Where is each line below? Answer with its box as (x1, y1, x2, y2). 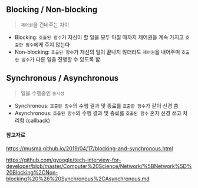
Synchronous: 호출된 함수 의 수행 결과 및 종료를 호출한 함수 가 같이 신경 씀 (14, 102, 179, 109)
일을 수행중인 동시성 (20, 90, 65, 97)
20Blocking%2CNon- (6, 169, 58, 176)
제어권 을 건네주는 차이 (20, 21, 70, 28)
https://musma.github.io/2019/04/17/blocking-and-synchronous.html (6, 144, 173, 152)
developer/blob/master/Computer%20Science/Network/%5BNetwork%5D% (6, 162, 192, 170)
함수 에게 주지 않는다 (25, 41, 70, 48)
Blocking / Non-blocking (6, 5, 98, 15)
